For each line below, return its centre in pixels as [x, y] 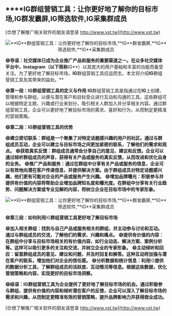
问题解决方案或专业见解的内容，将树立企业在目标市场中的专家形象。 [86, 189]
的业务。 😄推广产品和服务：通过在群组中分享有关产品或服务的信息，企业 [82, 164]
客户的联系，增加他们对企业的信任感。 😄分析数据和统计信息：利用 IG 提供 [87, 260]
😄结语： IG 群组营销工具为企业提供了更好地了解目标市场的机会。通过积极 [82, 284]
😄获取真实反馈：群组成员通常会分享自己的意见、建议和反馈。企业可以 [89, 151]
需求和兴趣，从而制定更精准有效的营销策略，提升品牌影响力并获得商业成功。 [86, 297]
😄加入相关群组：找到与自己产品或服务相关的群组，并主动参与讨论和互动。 [84, 228]
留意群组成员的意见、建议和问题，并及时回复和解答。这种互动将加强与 [88, 254]
